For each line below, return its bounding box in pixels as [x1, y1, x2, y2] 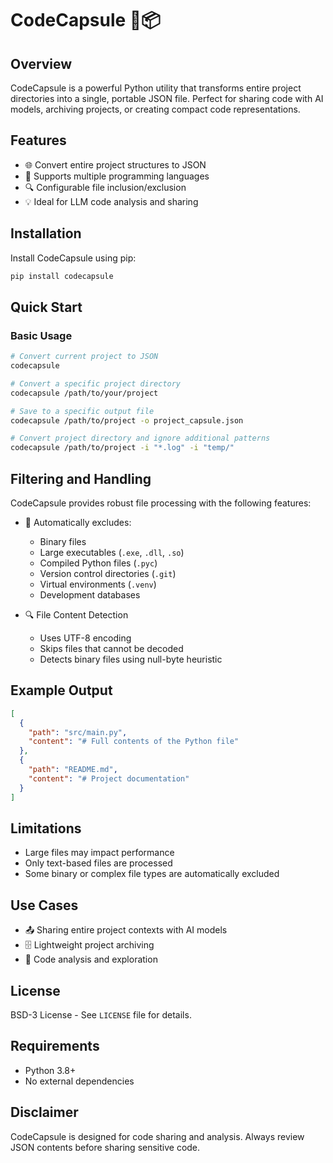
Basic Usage [10, 328, 73, 342]
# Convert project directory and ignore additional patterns [10, 433, 271, 444]
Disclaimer [10, 1104, 79, 1121]
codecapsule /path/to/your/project [10, 388, 159, 398]
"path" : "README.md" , [28, 765, 118, 775]
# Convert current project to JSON [10, 352, 159, 362]
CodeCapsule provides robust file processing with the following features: [10, 497, 312, 509]
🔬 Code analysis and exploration [24, 953, 158, 966]
